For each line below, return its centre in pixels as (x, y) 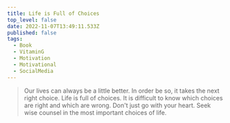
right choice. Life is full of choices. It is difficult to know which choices (123, 98)
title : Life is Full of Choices (53, 13)
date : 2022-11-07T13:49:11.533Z (53, 26)
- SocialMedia (33, 71)
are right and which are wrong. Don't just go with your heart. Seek (117, 105)
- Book (23, 45)
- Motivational (35, 65)
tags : (15, 39)
